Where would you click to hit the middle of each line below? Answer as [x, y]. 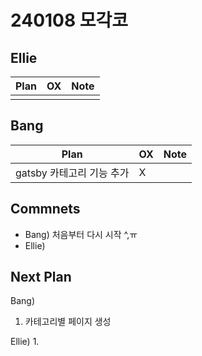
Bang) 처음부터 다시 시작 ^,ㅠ [81, 234]
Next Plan [41, 277]
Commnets [45, 209]
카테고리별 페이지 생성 [68, 322]
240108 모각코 [69, 20]
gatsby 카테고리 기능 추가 [72, 173]
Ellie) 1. [25, 342]
